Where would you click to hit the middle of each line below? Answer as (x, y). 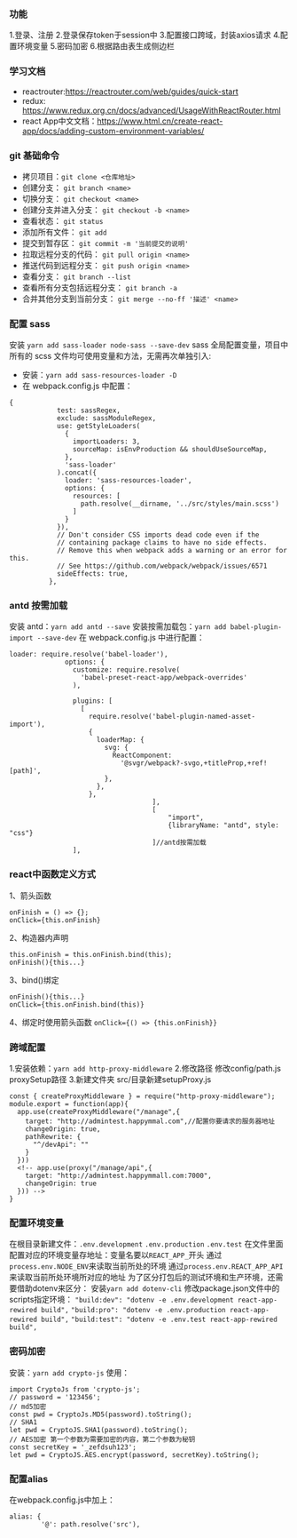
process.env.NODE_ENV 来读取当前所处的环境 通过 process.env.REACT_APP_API (146, 1266)
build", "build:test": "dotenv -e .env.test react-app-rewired (159, 1320)
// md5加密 (28, 1407)
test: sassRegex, (89, 410)
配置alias (29, 1478)
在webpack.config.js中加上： (62, 1500)
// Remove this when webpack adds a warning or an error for (172, 551)
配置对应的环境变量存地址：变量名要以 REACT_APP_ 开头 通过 (116, 1255)
